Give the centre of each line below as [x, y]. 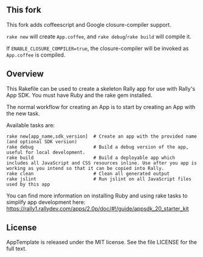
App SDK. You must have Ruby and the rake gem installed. [79, 95]
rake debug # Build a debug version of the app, [98, 147]
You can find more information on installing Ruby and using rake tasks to [97, 195]
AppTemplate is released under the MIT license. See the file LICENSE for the [102, 242]
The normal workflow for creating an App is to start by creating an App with [101, 107]
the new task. [23, 113]
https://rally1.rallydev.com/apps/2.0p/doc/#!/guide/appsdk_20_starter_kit [98, 208]
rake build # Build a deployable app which [91, 158]
